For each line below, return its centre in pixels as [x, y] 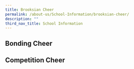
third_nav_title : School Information [44, 23]
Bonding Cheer [29, 43]
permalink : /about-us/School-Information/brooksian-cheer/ [67, 14]
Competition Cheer [35, 60]
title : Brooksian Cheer [30, 10]
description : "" [22, 19]
